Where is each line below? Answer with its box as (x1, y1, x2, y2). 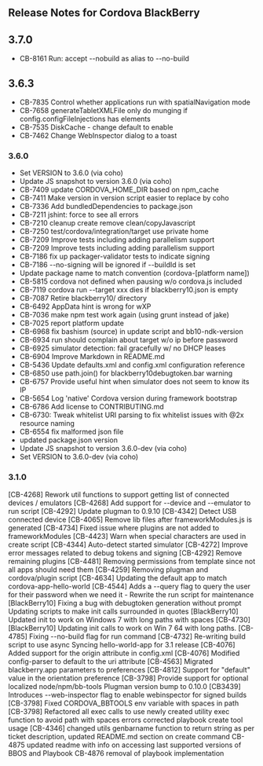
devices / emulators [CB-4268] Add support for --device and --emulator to (8, 498, 251, 508)
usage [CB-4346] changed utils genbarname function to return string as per (8, 723, 255, 733)
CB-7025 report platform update (19, 318, 124, 328)
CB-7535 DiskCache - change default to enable (19, 123, 174, 132)
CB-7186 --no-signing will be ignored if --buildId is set (19, 260, 196, 269)
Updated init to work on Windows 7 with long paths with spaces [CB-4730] (8, 614, 251, 624)
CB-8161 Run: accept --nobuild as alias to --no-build (19, 54, 190, 64)
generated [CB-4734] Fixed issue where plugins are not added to (8, 522, 220, 533)
